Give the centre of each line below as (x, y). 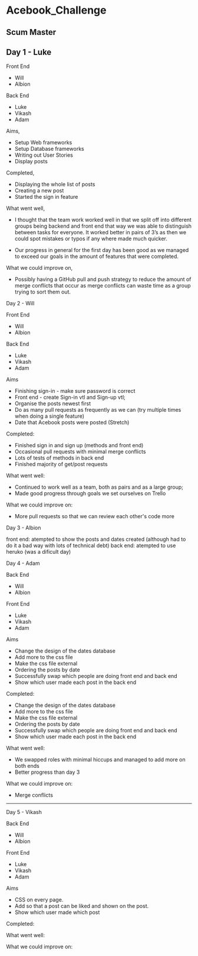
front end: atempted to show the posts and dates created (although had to (96, 540)
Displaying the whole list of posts (55, 185)
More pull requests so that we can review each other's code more (95, 516)
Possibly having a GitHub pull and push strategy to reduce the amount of (103, 279)
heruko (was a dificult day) (39, 552)
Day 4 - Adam (23, 563)
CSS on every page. (39, 900)
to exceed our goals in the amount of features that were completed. (96, 256)
